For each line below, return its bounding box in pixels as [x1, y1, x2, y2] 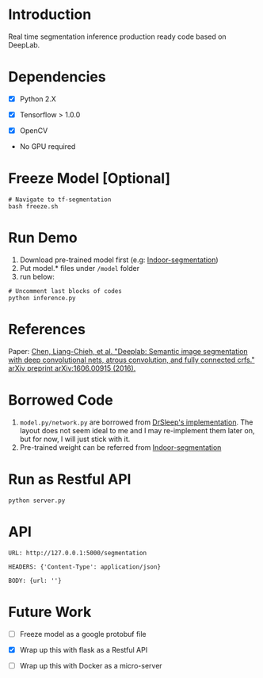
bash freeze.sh [8, 203, 59, 211]
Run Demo [8, 229, 78, 247]
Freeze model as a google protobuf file [19, 629, 147, 638]
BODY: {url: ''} [8, 577, 62, 585]
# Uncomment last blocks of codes [8, 287, 123, 295]
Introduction [8, 6, 92, 24]
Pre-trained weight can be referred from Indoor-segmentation [19, 442, 222, 452]
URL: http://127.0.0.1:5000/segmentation [8, 549, 147, 557]
